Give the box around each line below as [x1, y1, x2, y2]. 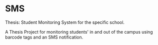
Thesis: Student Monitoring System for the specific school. [5, 19, 125, 25]
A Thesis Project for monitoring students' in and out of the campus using [5, 29, 153, 35]
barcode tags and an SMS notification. [5, 34, 83, 40]
